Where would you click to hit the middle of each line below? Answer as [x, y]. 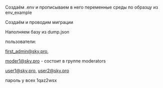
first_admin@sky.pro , [27, 51]
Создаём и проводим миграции [39, 22]
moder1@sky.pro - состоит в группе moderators [55, 61]
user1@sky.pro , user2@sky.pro [37, 70]
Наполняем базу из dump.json [37, 32]
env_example [19, 12]
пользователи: [21, 41]
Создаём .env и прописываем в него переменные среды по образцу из [82, 7]
